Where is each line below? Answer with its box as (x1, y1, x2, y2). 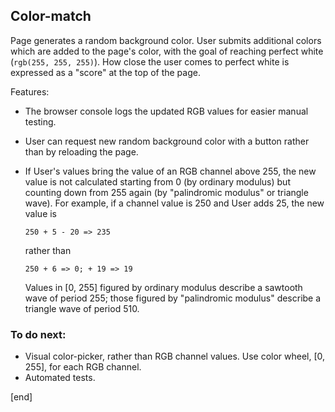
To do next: (10, 327, 67, 341)
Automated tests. (24, 372, 96, 384)
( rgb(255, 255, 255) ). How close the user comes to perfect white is (10, 55, 290, 68)
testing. (24, 115, 57, 128)
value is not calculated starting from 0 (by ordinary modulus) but (24, 175, 291, 188)
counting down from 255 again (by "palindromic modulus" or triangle (24, 186, 309, 198)
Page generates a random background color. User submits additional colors (10, 34, 322, 46)
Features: (10, 85, 50, 98)
